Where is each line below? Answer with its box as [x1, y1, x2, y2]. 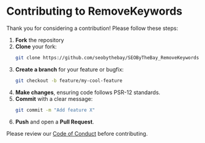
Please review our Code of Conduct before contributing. [6, 130, 148, 137]
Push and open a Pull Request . [15, 118, 94, 125]
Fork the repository [15, 36, 64, 43]
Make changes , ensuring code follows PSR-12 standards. [15, 89, 161, 96]
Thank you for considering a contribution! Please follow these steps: [6, 24, 179, 32]
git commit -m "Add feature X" [15, 107, 95, 113]
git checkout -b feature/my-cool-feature [15, 78, 123, 84]
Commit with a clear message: [15, 95, 93, 102]
